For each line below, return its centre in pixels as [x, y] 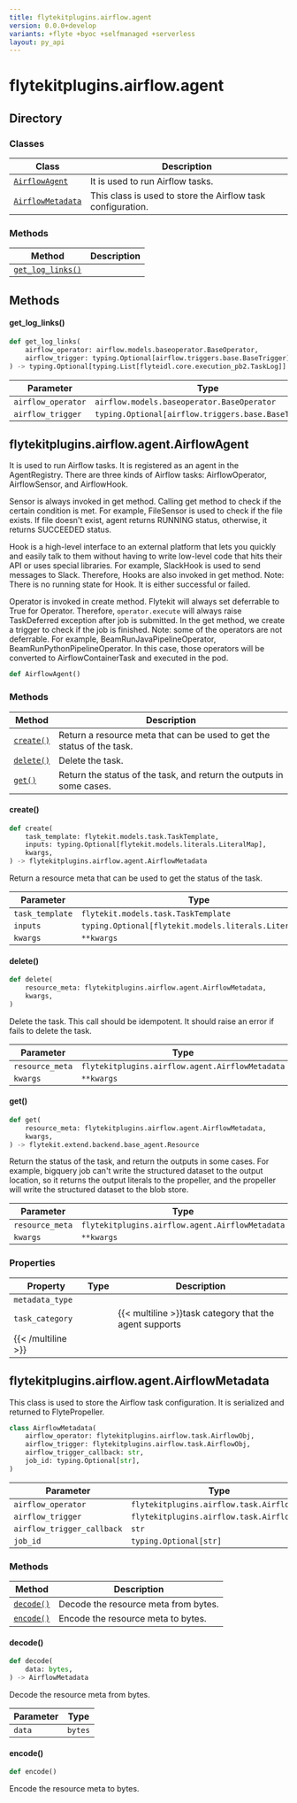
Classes [27, 143]
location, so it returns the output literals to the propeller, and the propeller [143, 1180]
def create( [31, 828]
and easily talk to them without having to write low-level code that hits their [146, 556]
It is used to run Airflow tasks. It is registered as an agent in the [124, 466]
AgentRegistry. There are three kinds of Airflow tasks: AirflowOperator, [138, 475]
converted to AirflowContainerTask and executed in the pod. [119, 658]
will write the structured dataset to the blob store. [99, 1190]
